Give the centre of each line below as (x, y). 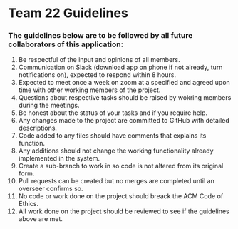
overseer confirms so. (51, 189)
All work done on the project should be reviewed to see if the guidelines (124, 211)
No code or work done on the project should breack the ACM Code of (121, 196)
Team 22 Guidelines (68, 13)
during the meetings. (49, 106)
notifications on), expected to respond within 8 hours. (97, 75)
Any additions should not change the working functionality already (116, 151)
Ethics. (28, 204)
